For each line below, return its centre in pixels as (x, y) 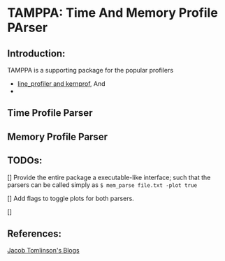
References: (34, 233)
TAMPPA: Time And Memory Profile (112, 13)
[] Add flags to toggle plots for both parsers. (71, 198)
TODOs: (25, 161)
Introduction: (36, 53)
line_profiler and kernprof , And (61, 84)
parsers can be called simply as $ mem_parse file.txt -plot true (102, 185)
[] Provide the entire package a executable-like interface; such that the (109, 177)
